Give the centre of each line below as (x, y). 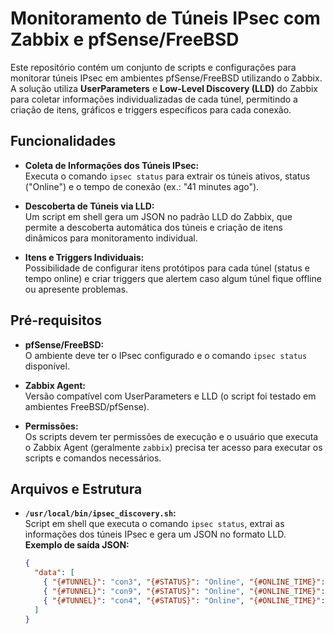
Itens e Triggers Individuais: (84, 257)
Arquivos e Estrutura (76, 488)
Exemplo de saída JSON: (77, 545)
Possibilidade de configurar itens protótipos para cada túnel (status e (167, 268)
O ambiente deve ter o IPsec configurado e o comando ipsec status (166, 355)
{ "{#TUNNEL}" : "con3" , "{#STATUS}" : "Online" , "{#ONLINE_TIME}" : (184, 582)
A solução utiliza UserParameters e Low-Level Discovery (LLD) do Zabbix (164, 88)
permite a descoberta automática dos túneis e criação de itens (153, 227)
